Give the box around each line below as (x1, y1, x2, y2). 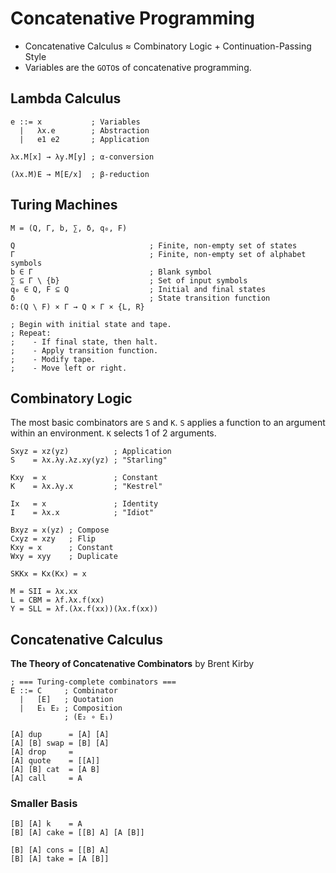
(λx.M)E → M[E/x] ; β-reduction (10, 169, 150, 179)
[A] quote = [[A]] (10, 756, 101, 766)
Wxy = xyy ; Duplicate (10, 552, 118, 562)
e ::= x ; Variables (10, 117, 141, 127)
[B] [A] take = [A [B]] (10, 854, 110, 864)
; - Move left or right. (10, 363, 128, 373)
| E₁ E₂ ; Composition (19, 703, 123, 714)
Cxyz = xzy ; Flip (10, 534, 97, 544)
